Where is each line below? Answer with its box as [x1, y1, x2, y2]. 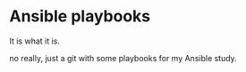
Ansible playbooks [9, 6, 151, 27]
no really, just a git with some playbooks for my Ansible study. [9, 52, 237, 63]
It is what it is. [9, 36, 61, 46]
